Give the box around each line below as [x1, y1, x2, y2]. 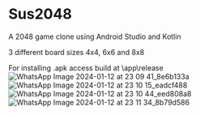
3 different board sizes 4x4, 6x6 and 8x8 [8, 47, 145, 57]
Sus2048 [8, 5, 73, 23]
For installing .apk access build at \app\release [8, 62, 164, 73]
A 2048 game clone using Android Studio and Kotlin [8, 32, 181, 41]
